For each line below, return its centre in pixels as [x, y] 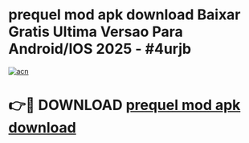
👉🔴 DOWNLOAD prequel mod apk [124, 105]
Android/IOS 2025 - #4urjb [100, 49]
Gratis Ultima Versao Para [96, 32]
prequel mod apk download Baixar [124, 15]
